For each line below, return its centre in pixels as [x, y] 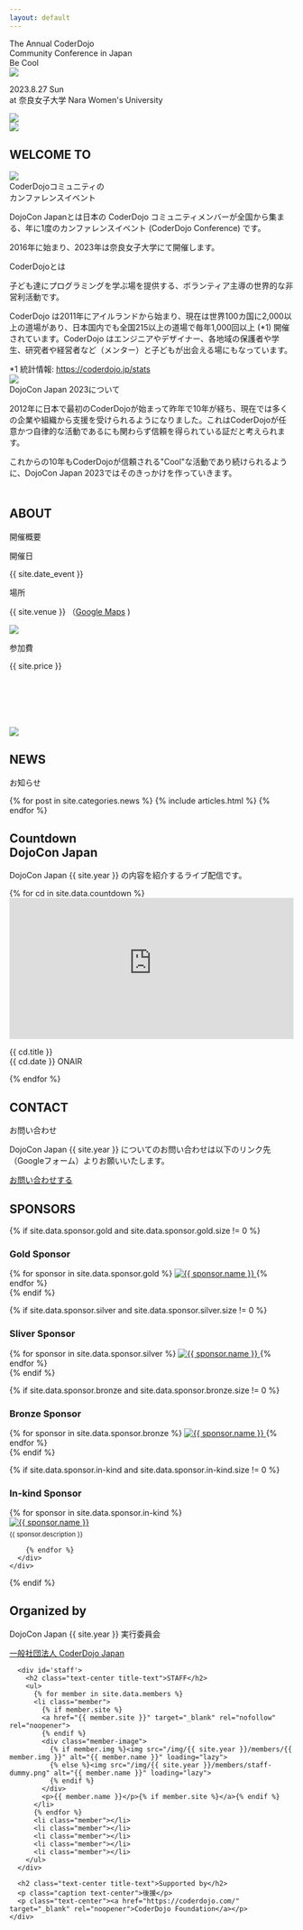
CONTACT [39, 1107]
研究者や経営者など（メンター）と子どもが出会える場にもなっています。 [159, 350]
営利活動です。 [37, 297]
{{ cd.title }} [31, 1052]
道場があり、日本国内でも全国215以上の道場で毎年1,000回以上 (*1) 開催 [157, 328]
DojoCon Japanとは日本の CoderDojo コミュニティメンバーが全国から [139, 217]
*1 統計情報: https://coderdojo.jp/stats [80, 369]
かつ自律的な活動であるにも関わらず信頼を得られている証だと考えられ [147, 431]
